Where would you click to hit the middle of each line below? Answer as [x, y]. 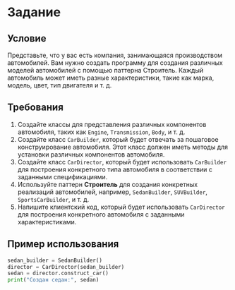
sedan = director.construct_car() [58, 273]
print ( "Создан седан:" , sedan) [53, 280]
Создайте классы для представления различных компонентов [112, 124]
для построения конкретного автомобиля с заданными [101, 214]
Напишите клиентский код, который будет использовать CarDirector [121, 207]
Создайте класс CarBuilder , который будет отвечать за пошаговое [118, 139]
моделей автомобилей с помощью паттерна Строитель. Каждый [105, 70]
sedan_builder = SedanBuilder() [55, 260]
